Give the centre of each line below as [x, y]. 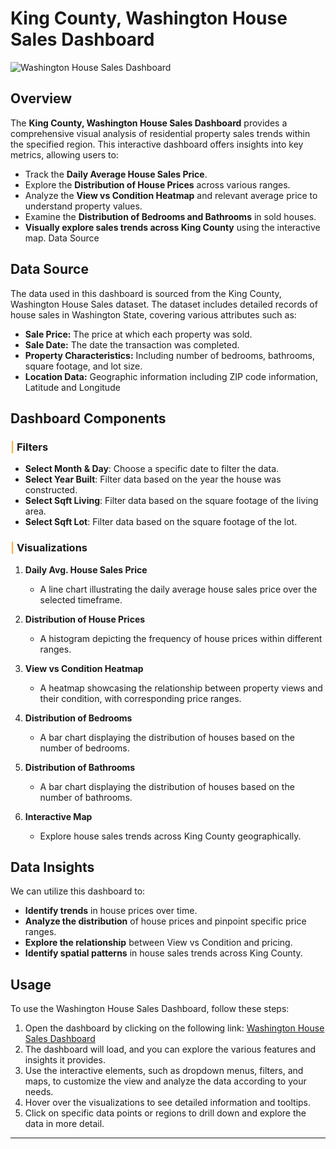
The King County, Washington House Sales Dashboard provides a [149, 123]
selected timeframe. [81, 599]
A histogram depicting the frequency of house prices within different [181, 638]
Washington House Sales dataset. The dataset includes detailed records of [164, 304]
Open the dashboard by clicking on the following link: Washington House [174, 1028]
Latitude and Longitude [72, 387]
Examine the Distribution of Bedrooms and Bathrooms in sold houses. [170, 216]
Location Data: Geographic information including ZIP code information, [171, 376]
